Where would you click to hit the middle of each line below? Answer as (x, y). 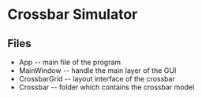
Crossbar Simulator (73, 15)
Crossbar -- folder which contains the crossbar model (107, 87)
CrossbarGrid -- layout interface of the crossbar (97, 79)
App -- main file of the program (70, 62)
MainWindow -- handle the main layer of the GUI (97, 71)
